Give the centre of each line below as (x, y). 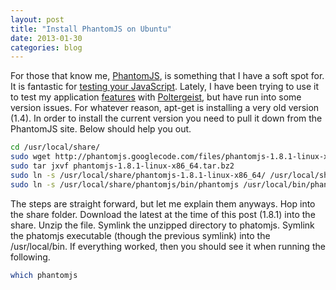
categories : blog (46, 47)
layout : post (37, 19)
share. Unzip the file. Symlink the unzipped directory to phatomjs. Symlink (162, 225)
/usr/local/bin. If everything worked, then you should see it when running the (168, 246)
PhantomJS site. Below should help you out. (101, 129)
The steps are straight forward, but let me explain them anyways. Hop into (163, 203)
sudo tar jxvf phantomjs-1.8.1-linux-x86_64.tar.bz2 (122, 166)
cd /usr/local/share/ (55, 147)
